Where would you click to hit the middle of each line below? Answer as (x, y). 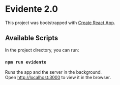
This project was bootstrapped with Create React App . (60, 23)
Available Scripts (31, 38)
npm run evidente (26, 62)
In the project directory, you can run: (42, 50)
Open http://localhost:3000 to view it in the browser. (58, 78)
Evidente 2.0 (31, 9)
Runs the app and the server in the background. (54, 72)
